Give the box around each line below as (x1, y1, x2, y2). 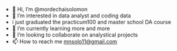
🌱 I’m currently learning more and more (12, 25, 110, 32)
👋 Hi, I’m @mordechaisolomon (12, 6, 88, 13)
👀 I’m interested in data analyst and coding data (12, 12, 132, 19)
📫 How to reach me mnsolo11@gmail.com (12, 38, 118, 45)
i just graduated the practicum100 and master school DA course (12, 19, 172, 25)
